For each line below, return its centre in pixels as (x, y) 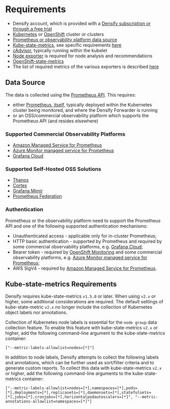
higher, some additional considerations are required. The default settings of (84, 302)
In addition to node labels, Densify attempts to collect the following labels (82, 357)
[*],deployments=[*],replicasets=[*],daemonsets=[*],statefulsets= (78, 393)
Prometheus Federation (37, 196)
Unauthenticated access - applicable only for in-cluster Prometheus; (84, 236)
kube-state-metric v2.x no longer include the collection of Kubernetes (79, 307)
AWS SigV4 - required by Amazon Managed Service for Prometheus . (84, 268)
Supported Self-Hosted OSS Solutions (53, 169)
